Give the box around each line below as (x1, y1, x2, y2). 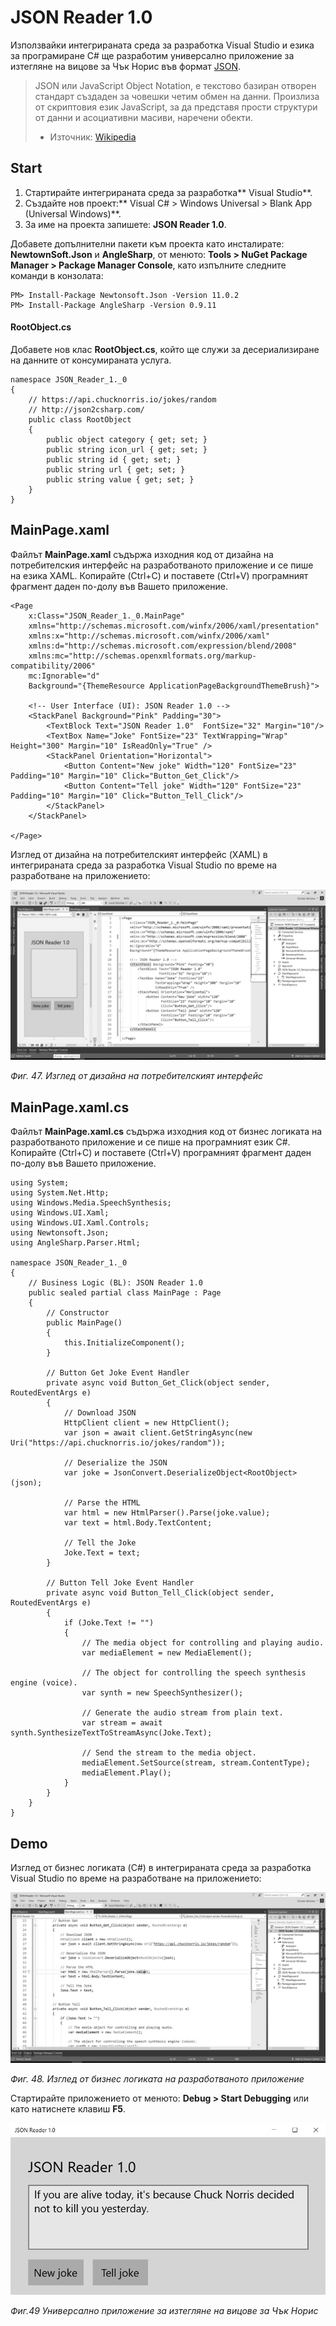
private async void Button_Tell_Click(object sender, (46, 1588, 275, 1598)
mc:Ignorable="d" (28, 671, 101, 681)
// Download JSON (63, 1408, 137, 1418)
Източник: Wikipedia (49, 131, 137, 143)
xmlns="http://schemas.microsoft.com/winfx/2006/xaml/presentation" (28, 621, 320, 631)
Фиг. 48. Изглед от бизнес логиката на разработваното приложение (10, 2072, 305, 2085)
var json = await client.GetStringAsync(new (63, 1428, 253, 1438)
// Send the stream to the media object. (81, 1748, 257, 1758)
